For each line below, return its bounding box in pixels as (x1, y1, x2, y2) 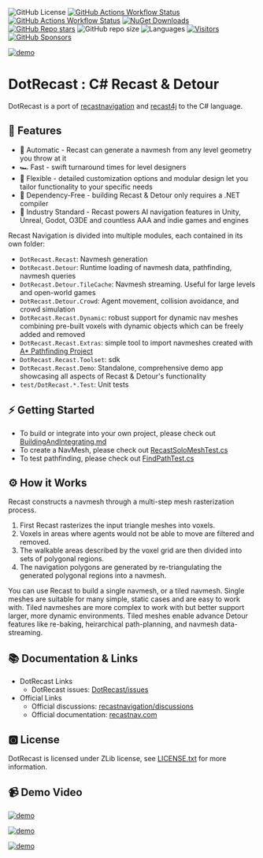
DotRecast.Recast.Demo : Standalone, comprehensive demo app (19, 363, 224, 372)
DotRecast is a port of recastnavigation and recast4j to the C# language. (8, 101, 243, 110)
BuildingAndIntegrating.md (19, 437, 107, 446)
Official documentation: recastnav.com (31, 710, 157, 719)
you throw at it (19, 153, 67, 163)
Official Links (19, 693, 62, 703)
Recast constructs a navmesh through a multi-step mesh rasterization (8, 497, 235, 507)
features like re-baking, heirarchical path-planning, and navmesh (8, 619, 219, 629)
